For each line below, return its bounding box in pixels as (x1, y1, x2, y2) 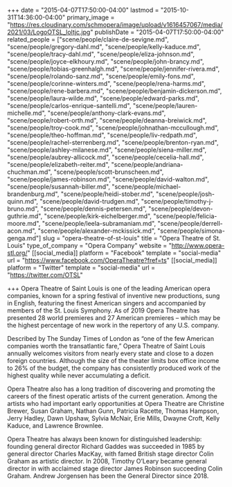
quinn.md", (7, 197, 39, 205)
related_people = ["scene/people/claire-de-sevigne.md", (7, 35, 170, 44)
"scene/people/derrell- (157, 220, 223, 227)
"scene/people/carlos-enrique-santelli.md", (7, 102, 132, 109)
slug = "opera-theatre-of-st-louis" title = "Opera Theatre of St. (42, 234, 221, 242)
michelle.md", (7, 109, 46, 117)
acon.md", (7, 227, 37, 235)
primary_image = (66, 13, 115, 21)
